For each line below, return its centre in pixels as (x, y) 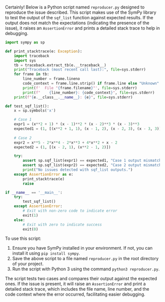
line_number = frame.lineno (51, 79)
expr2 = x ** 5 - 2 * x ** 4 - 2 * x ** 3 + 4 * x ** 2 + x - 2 (66, 143)
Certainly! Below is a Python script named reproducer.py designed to (75, 7)
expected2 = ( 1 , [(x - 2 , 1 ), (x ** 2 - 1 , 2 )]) (62, 147)
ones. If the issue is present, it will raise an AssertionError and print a (75, 284)
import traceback (32, 56)
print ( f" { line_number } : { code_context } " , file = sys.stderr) (89, 93)
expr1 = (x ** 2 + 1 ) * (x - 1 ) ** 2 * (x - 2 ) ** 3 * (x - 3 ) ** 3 (77, 124)
